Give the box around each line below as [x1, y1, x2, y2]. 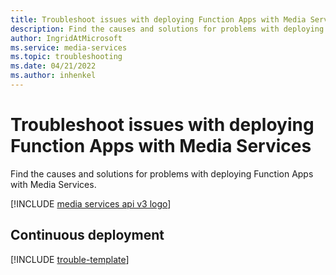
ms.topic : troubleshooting [10, 52, 123, 62]
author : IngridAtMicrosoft [10, 33, 123, 43]
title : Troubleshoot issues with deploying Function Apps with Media [10, 14, 307, 25]
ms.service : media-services [10, 42, 128, 53]
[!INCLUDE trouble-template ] [10, 253, 130, 265]
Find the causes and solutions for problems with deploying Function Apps [10, 167, 314, 180]
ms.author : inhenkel [10, 71, 97, 81]
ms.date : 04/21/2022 [10, 61, 97, 71]
